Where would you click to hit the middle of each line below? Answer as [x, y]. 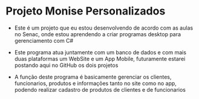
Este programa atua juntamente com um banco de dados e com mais [100, 52]
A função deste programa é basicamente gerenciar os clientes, [93, 77]
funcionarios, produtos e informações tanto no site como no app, [95, 83]
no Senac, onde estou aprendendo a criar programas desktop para [98, 34]
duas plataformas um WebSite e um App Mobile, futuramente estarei [100, 59]
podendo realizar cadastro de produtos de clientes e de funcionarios [100, 89]
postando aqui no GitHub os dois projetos [66, 65]
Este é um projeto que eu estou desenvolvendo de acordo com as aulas [104, 28]
